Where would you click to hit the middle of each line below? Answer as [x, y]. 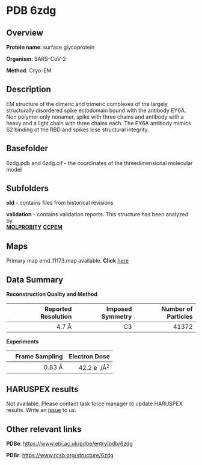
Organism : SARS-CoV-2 [36, 59]
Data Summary [35, 280]
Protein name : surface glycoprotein [50, 47]
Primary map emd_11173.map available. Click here [68, 261]
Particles [180, 317]
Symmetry [117, 317]
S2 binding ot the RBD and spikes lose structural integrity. [78, 130]
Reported [58, 309]
